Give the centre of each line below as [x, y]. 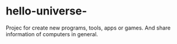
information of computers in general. [52, 34]
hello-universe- [46, 11]
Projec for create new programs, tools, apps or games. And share [88, 28]
